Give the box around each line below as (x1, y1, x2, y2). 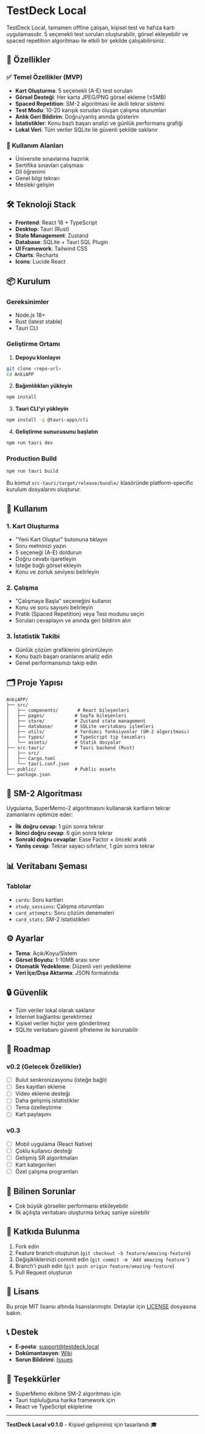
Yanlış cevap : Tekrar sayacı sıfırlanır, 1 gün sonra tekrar (15, 842, 155, 850)
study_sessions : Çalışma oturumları (15, 903, 104, 910)
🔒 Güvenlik (6, 988, 48, 998)
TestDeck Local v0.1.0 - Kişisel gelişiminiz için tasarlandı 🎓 (6, 1421, 157, 1428)
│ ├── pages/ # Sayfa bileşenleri (6, 713, 127, 719)
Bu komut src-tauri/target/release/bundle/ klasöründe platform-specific (6, 479, 193, 487)
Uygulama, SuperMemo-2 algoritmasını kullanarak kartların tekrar (6, 805, 171, 812)
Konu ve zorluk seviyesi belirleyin (15, 568, 99, 575)
